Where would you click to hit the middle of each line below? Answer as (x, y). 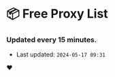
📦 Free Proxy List (57, 14)
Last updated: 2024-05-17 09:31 (61, 55)
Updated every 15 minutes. (52, 40)
